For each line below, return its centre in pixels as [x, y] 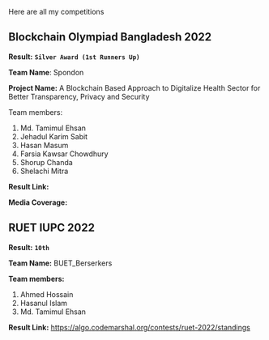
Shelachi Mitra [44, 171]
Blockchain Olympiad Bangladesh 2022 [110, 37]
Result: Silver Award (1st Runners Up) [74, 57]
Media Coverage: [38, 202]
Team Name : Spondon [46, 72]
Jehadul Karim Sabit [53, 136]
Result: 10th [29, 247]
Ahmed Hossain [47, 294]
